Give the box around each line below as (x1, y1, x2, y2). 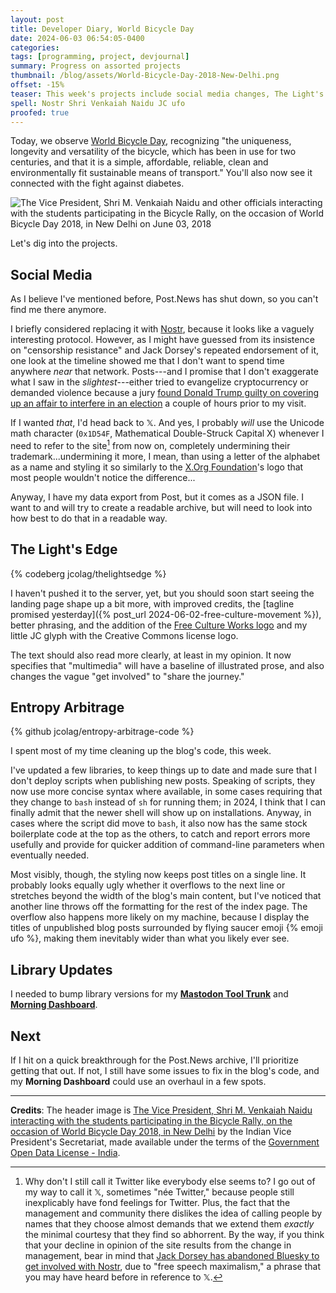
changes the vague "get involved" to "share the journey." (10, 670, 245, 682)
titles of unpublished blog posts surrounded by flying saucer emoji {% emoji (10, 922, 323, 934)
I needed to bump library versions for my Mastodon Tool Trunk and (10, 988, 289, 1000)
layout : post (10, 14, 65, 25)
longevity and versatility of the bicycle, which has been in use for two (10, 146, 297, 158)
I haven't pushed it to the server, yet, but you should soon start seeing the (10, 587, 315, 599)
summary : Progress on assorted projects (10, 61, 182, 71)
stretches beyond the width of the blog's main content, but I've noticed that (10, 890, 322, 902)
